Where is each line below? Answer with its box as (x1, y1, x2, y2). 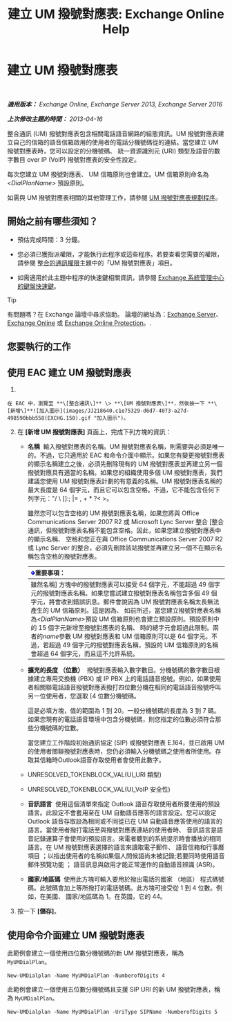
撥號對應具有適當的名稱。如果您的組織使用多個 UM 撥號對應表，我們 (27, 468, 223, 476)
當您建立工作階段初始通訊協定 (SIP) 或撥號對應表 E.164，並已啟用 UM (27, 738, 224, 747)
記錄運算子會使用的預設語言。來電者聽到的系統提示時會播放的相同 (33, 835, 222, 843)
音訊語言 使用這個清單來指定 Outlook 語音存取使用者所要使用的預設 (27, 800, 220, 808)
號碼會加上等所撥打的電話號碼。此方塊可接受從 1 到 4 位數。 (46, 884, 217, 892)
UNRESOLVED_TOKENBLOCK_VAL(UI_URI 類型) (27, 770, 162, 779)
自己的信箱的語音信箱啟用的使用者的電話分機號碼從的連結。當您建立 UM (12, 138, 219, 146)
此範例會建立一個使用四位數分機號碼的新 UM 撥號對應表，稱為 (7, 949, 184, 958)
